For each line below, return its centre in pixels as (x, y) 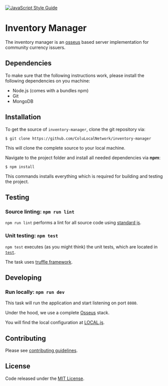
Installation (23, 117)
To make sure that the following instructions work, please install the (75, 75)
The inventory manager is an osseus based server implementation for (77, 42)
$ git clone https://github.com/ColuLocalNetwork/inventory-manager (78, 139)
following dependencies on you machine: (48, 81)
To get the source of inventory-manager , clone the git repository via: (75, 129)
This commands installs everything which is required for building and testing (84, 176)
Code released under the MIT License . (45, 378)
